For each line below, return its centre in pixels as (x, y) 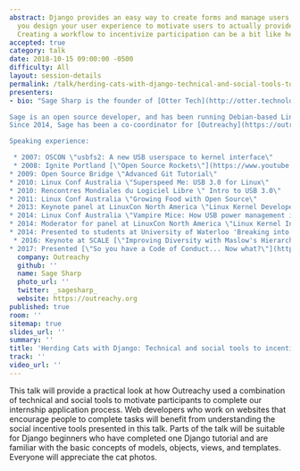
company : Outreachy (54, 257)
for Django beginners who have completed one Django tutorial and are (139, 438)
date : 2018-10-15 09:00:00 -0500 (71, 59)
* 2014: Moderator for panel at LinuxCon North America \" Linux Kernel (145, 224)
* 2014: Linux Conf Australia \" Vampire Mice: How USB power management (147, 215)
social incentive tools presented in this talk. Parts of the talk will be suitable (147, 428)
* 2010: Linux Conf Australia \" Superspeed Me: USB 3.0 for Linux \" (139, 182)
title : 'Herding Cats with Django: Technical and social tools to (135, 349)
